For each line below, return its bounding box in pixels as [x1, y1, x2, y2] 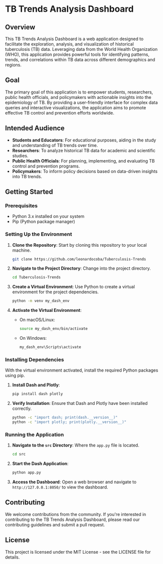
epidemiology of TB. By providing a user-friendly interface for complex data [5, 99, 158, 105]
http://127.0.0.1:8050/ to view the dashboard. [12, 484, 109, 490]
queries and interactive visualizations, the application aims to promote [5, 104, 146, 111]
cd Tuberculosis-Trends [12, 275, 61, 280]
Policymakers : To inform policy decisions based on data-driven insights [12, 168, 158, 174]
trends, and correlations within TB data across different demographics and [5, 57, 156, 62]
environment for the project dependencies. [12, 289, 99, 295]
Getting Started [5, 188, 53, 196]
